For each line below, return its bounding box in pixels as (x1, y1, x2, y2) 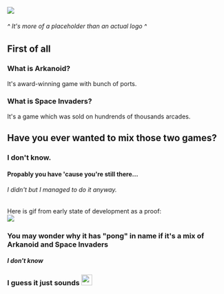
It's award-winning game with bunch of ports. (7, 79, 137, 87)
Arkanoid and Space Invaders (7, 240, 109, 249)
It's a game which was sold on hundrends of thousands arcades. (7, 112, 191, 120)
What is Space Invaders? (7, 96, 92, 106)
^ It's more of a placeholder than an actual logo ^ (7, 21, 147, 30)
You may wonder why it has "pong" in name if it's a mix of (7, 231, 205, 240)
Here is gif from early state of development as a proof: (7, 207, 162, 215)
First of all (7, 43, 51, 55)
